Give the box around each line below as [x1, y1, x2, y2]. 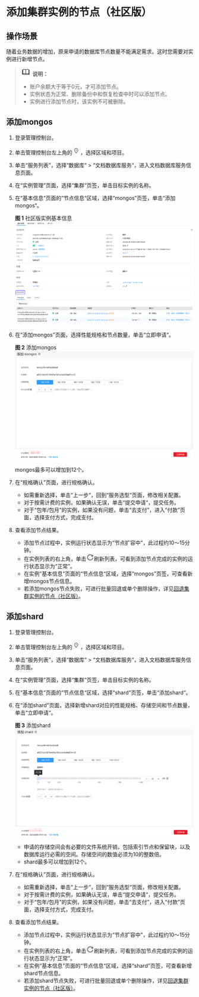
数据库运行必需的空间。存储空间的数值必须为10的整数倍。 [23, 850, 165, 857]
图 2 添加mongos [14, 344, 57, 351]
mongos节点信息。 [29, 577, 75, 584]
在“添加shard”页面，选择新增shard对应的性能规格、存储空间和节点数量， [14, 701, 193, 708]
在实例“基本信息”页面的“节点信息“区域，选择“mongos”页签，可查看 [23, 570, 188, 577]
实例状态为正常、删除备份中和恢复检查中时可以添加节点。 [29, 91, 170, 97]
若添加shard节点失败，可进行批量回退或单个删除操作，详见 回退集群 [23, 977, 189, 984]
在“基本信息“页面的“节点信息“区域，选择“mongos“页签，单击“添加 [14, 194, 176, 202]
